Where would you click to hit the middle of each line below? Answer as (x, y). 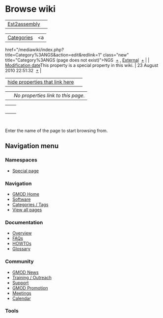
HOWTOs (22, 243)
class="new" (116, 54)
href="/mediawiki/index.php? (35, 50)
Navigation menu (32, 146)
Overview (22, 233)
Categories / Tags (30, 204)
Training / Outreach (32, 277)
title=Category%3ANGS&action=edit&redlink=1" (54, 54)
